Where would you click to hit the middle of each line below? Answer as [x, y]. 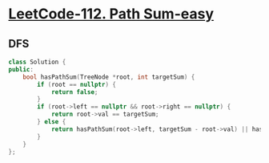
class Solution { [37, 62]
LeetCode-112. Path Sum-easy [111, 14]
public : [21, 69]
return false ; [74, 92]
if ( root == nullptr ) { [76, 84]
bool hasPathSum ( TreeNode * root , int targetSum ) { [109, 77]
